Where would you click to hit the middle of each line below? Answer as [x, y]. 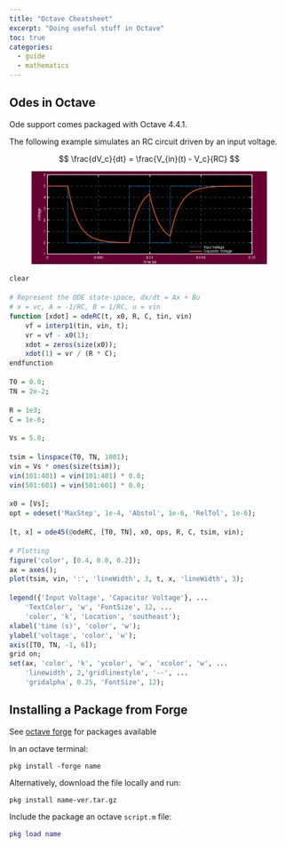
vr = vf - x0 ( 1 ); [57, 335]
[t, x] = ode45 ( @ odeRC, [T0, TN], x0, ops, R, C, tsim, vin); [127, 532]
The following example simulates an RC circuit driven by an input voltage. [143, 141]
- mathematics [43, 66]
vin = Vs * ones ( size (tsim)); [65, 466]
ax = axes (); [33, 569]
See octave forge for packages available [83, 731]
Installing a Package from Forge [99, 710]
